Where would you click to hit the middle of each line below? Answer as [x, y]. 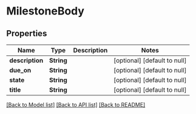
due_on [20, 70]
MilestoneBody [46, 11]
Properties [27, 33]
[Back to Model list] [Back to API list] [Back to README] [76, 105]
